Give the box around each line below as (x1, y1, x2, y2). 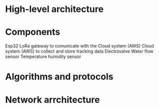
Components (5, 26, 60, 38)
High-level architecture (5, 3, 104, 15)
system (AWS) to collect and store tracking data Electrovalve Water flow (5, 48, 153, 54)
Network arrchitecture (5, 94, 100, 105)
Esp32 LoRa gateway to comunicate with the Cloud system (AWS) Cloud (5, 43, 154, 49)
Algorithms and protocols (5, 71, 113, 82)
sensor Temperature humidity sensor (5, 53, 81, 59)
